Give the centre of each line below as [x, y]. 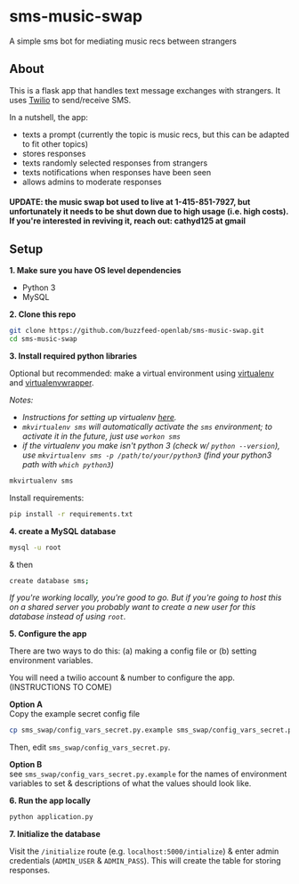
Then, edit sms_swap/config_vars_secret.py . [90, 747]
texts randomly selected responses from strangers [115, 163]
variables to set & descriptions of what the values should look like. [130, 783]
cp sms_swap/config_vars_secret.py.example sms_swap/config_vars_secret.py [153, 730]
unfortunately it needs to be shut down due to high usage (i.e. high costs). [149, 212]
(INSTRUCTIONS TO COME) [61, 687]
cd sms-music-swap [43, 339]
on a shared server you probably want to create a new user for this [133, 607]
